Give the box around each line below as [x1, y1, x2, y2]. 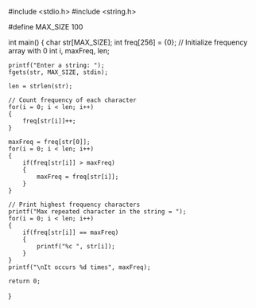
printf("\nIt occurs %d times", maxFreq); [8, 263, 151, 271]
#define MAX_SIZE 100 [8, 22, 83, 31]
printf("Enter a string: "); [8, 61, 105, 69]
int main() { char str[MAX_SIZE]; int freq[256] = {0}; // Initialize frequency [8, 37, 248, 47]
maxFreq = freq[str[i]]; [37, 173, 119, 181]
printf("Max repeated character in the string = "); [8, 208, 187, 216]
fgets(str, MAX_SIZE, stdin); [8, 68, 109, 76]
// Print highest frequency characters [8, 201, 141, 209]
